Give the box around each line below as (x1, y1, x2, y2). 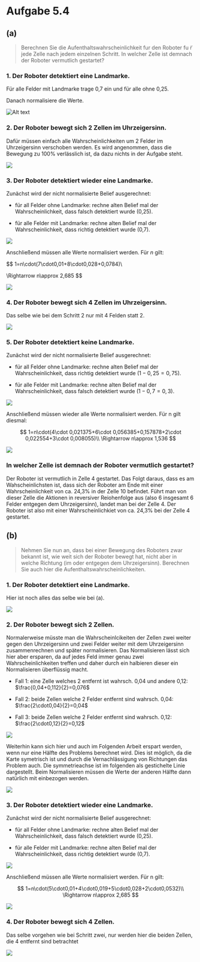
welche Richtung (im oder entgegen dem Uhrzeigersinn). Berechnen (20, 559, 190, 567)
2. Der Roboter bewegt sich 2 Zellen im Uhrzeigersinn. (6, 124, 166, 132)
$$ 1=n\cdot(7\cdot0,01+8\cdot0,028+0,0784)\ (6, 260, 123, 268)
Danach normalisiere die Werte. (6, 97, 84, 104)
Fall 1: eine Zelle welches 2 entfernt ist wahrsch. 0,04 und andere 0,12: (14, 678, 189, 685)
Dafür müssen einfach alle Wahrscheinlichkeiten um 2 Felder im (6, 137, 163, 145)
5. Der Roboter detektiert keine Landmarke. (6, 338, 135, 346)
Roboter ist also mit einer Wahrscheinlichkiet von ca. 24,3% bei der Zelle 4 (6, 507, 190, 514)
